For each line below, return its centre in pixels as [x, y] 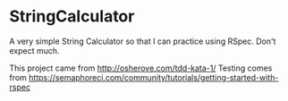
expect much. [34, 50]
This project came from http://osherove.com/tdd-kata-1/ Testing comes [141, 68]
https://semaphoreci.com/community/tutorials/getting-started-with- [153, 77]
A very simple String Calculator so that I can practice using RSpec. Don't [143, 41]
